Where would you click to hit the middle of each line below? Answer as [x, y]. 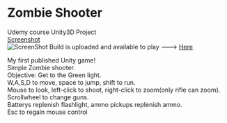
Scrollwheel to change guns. [48, 97]
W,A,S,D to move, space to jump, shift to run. [71, 82]
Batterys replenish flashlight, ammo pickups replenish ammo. [95, 104]
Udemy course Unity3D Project [52, 32]
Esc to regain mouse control [48, 112]
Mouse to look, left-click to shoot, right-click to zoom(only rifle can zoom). [114, 90]
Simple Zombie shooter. [41, 67]
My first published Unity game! [52, 60]
